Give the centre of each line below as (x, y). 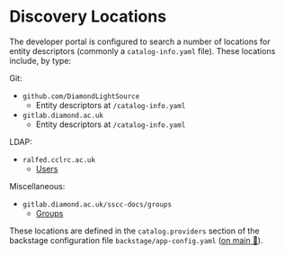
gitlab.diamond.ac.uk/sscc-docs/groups (97, 205)
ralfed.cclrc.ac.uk (59, 159)
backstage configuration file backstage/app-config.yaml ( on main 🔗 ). (136, 240)
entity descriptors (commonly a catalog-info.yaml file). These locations (142, 50)
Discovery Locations (88, 17)
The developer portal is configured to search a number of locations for (140, 41)
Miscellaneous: (37, 186)
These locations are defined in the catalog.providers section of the (134, 231)
